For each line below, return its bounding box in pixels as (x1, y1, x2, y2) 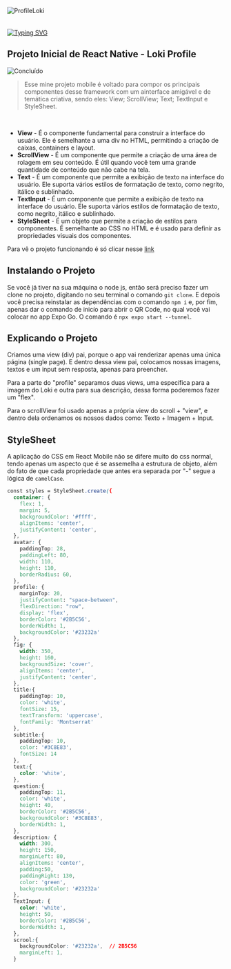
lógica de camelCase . (7, 474, 65, 483)
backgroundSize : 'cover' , (19, 661, 94, 668)
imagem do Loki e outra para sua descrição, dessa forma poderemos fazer (7, 386, 220, 394)
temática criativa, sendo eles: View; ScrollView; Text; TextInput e (23, 94, 208, 103)
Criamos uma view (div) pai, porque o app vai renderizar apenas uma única (7, 350, 221, 359)
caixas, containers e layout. (17, 143, 95, 152)
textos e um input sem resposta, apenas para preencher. (7, 366, 168, 374)
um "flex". (7, 393, 36, 401)
